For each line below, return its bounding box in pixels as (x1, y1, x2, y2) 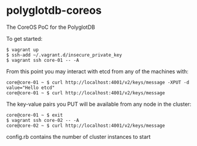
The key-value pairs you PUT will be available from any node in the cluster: (6, 100, 192, 108)
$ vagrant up (6, 46, 39, 53)
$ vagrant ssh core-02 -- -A (6, 117, 79, 123)
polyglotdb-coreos (6, 4, 102, 17)
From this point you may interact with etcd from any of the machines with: (6, 67, 189, 75)
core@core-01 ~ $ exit (6, 112, 63, 118)
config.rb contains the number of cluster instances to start (6, 133, 151, 140)
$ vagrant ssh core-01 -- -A (6, 57, 79, 63)
